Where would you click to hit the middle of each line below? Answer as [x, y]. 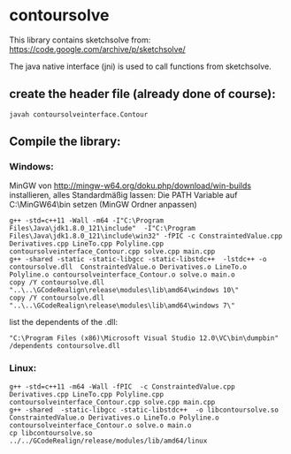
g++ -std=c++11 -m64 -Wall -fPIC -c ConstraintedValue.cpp [123, 386]
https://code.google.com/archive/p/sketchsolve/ [97, 49]
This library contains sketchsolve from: [80, 40]
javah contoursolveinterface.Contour [79, 114]
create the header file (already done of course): [142, 94]
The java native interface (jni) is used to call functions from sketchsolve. [140, 66]
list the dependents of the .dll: [64, 322]
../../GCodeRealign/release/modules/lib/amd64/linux [108, 441]
